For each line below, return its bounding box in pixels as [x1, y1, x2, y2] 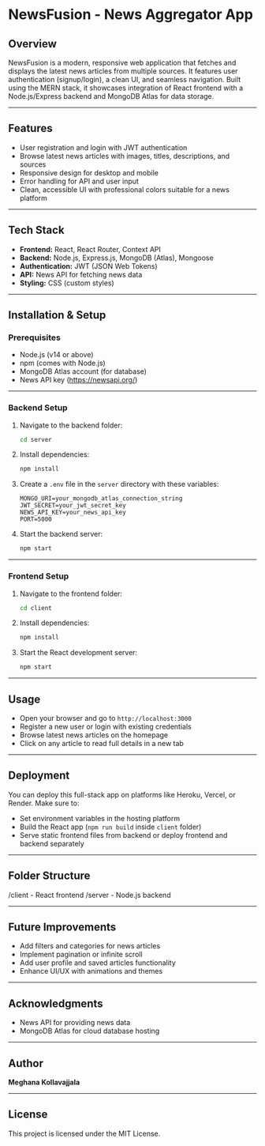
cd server [19, 435, 53, 443]
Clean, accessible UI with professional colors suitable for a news [19, 184, 230, 194]
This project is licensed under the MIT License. [8, 1129, 161, 1138]
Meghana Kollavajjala [8, 1077, 80, 1088]
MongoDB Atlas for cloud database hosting [19, 1026, 160, 1036]
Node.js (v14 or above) [19, 350, 94, 360]
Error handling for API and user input [19, 176, 140, 186]
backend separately [19, 839, 84, 848]
